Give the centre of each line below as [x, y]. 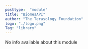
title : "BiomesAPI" [25, 14]
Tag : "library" [21, 28]
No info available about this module [41, 42]
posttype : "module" [27, 10]
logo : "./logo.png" [25, 24]
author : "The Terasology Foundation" [44, 19]
